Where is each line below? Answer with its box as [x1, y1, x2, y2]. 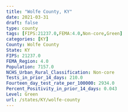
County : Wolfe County [6, 42, 60, 48]
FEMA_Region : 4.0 [6, 58, 49, 64]
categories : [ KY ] [6, 36, 49, 42]
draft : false [6, 20, 38, 25]
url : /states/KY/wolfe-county [6, 97, 81, 103]
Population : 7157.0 [6, 63, 54, 70]
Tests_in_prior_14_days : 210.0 [6, 75, 83, 81]
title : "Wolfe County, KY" [6, 8, 73, 15]
